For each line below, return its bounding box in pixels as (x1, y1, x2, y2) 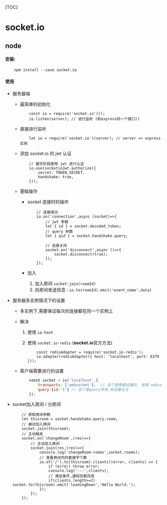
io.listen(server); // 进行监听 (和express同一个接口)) (29, 116, 140, 121)
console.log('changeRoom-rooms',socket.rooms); (39, 450, 140, 455)
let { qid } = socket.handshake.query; (45, 233, 128, 239)
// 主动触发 (21, 432, 43, 437)
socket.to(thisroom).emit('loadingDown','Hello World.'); (12, 483, 136, 488)
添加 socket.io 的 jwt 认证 (19, 150, 72, 156)
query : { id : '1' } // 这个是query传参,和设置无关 (37, 387, 129, 392)
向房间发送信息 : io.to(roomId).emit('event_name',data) (34, 286, 152, 292)
